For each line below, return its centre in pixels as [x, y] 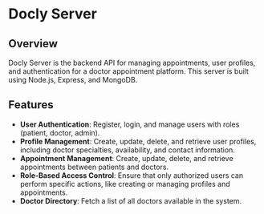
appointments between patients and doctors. [94, 167]
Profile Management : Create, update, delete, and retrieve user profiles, [138, 141]
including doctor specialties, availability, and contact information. [127, 150]
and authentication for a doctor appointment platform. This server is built [128, 71]
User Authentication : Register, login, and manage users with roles [130, 124]
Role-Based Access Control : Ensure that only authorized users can [131, 175]
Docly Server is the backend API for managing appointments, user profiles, [132, 63]
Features [31, 105]
